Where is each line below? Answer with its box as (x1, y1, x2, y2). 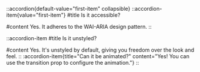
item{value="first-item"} (6, 11, 66, 19)
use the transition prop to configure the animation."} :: (6, 59, 139, 66)
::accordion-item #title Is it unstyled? (6, 35, 97, 41)
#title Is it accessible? (67, 11, 121, 19)
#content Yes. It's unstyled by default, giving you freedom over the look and (6, 46, 195, 53)
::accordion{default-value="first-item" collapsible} (6, 5, 131, 12)
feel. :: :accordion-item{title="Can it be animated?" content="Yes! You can (6, 53, 190, 59)
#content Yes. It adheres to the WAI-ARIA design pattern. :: (6, 23, 152, 30)
